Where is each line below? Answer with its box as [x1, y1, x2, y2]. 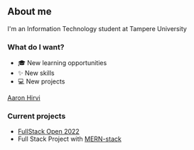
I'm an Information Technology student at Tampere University [7, 24, 187, 33]
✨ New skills [17, 69, 55, 77]
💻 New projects [17, 77, 65, 86]
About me [7, 6, 52, 18]
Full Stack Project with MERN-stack [17, 134, 122, 144]
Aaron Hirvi [7, 93, 41, 102]
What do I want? [7, 42, 65, 52]
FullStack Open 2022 [17, 127, 80, 136]
